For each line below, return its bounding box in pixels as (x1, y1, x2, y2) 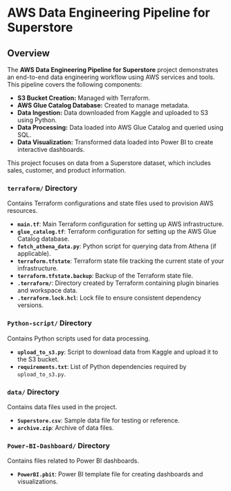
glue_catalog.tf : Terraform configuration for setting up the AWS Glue (17, 227, 216, 236)
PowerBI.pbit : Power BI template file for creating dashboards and (17, 470, 203, 479)
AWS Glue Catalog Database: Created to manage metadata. (17, 101, 190, 109)
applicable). (17, 250, 51, 258)
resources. (7, 207, 38, 215)
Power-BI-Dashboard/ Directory (7, 440, 111, 450)
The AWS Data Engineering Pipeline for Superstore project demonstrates (7, 66, 219, 74)
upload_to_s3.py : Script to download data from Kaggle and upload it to (17, 347, 219, 356)
